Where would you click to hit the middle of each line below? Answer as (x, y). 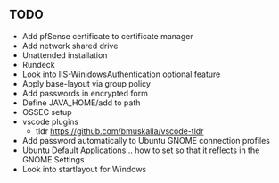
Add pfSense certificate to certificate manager (107, 36)
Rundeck (38, 64)
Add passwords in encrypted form (85, 93)
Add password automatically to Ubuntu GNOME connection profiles (146, 140)
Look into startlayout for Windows (84, 169)
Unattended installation (65, 55)
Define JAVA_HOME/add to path (81, 103)
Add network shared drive (70, 46)
